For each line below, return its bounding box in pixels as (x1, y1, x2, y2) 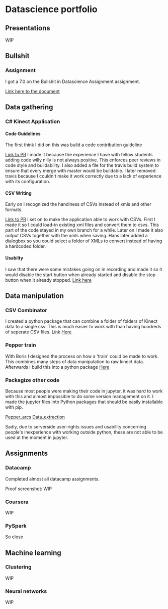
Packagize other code (5, 376, 60, 383)
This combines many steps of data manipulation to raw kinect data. (5, 358, 144, 365)
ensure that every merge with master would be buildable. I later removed (5, 168, 156, 174)
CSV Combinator (5, 307, 47, 314)
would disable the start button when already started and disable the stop (5, 272, 156, 278)
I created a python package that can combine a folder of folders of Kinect (5, 318, 158, 324)
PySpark (5, 522, 27, 529)
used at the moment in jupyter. (5, 434, 69, 441)
